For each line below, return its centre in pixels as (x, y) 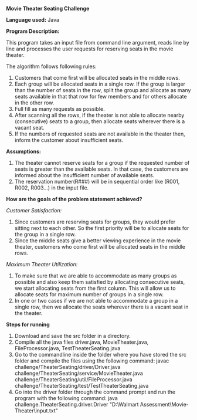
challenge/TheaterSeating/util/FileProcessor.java (74, 380)
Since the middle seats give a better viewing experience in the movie (98, 241)
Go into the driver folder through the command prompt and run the (95, 392)
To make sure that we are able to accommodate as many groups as (96, 276)
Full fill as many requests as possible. (60, 109)
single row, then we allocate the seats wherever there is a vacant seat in (101, 307)
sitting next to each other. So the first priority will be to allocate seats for (102, 228)
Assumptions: (24, 151)
